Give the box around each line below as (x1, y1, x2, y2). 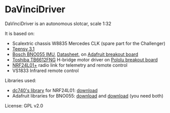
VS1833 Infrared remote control (12, 67, 79, 74)
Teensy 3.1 (12, 46, 35, 52)
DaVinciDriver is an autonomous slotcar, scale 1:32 (5, 20, 112, 27)
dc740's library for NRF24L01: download (12, 87, 98, 93)
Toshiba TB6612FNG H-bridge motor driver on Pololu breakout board (12, 56, 158, 62)
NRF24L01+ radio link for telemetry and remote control (12, 62, 128, 68)
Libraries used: (5, 77, 36, 83)
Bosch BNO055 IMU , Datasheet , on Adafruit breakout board (12, 51, 139, 57)
